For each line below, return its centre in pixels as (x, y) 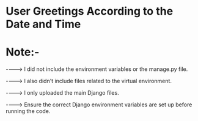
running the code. (28, 111)
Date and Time (43, 24)
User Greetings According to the (90, 11)
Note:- (23, 52)
